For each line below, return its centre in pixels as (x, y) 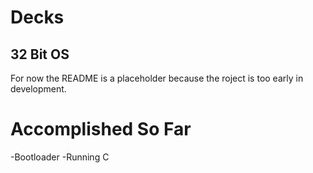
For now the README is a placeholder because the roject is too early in (157, 78)
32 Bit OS (40, 54)
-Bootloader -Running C (60, 157)
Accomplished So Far (101, 129)
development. (38, 89)
